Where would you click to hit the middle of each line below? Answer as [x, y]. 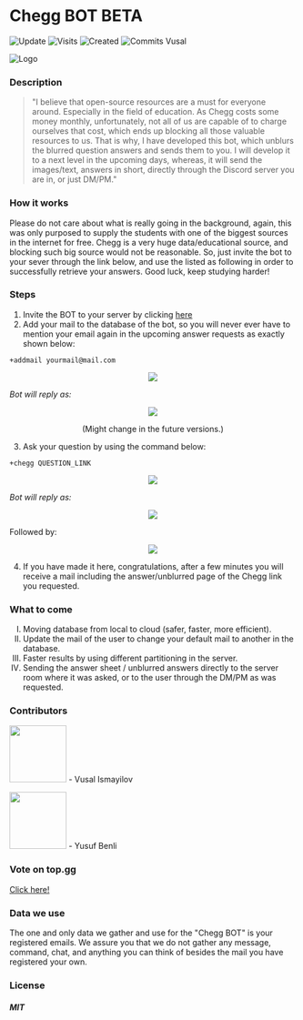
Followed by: [33, 531]
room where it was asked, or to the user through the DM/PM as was [149, 678]
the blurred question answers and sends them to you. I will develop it [161, 150]
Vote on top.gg [43, 870]
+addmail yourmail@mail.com [63, 360]
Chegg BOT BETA [76, 16]
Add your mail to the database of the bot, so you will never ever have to [157, 324]
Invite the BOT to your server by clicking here [107, 314]
